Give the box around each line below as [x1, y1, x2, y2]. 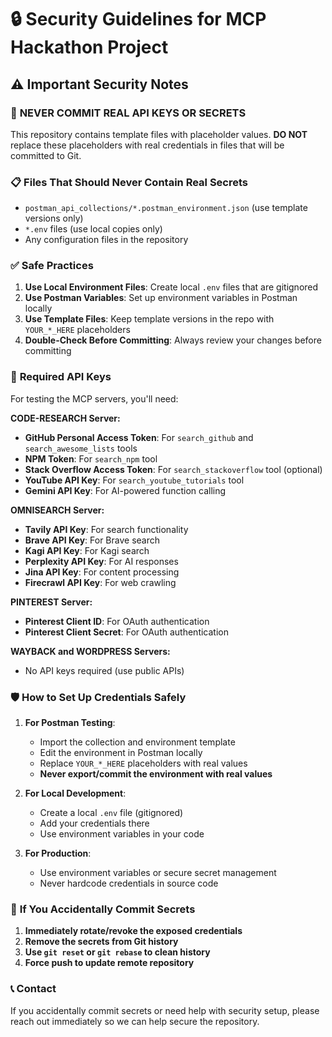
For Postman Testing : [24, 717, 116, 729]
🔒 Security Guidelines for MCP [10, 8, 267, 31]
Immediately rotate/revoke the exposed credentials [24, 925, 243, 937]
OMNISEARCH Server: [10, 504, 105, 516]
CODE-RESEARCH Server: [10, 412, 121, 424]
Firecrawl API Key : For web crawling [24, 576, 177, 588]
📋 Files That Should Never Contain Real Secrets [10, 175, 249, 189]
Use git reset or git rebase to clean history [24, 946, 211, 958]
